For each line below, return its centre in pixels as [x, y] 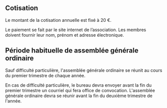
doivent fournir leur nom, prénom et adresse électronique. [65, 35]
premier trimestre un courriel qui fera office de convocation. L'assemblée [80, 90]
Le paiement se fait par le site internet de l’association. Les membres [76, 30]
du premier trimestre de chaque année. [45, 75]
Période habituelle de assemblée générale [72, 51]
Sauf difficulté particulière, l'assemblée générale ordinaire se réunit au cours [84, 70]
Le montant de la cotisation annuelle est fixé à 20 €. [58, 20]
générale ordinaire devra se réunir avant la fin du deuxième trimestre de [79, 96]
